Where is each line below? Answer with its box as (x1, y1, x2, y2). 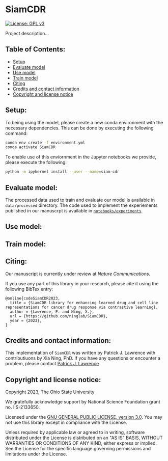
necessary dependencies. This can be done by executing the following (5, 125, 154, 131)
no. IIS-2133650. (5, 404, 40, 411)
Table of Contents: (5, 45, 66, 54)
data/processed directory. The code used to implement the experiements (5, 202, 158, 208)
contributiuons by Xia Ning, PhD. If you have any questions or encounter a (5, 355, 160, 361)
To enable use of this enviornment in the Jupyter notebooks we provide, (5, 154, 157, 160)
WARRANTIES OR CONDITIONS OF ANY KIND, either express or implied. (5, 440, 157, 446)
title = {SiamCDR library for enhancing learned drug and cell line (10, 300, 158, 305)
